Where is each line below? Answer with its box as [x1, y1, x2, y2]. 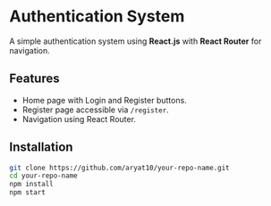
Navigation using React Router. [21, 113, 137, 124]
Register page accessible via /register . [21, 104, 169, 115]
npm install [9, 180, 54, 189]
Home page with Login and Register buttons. [21, 95, 188, 105]
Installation [9, 140, 73, 155]
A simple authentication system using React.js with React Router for [9, 36, 262, 46]
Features [9, 71, 60, 87]
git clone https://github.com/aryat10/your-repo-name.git [9, 163, 230, 172]
